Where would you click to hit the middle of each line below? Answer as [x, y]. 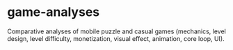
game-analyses [53, 12]
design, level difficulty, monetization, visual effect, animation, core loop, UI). [116, 38]
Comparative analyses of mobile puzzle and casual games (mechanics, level [116, 31]
